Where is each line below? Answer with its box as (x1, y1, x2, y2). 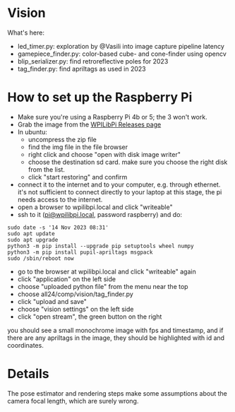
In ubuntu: (17, 127, 48, 136)
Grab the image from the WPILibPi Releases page (17, 120, 162, 129)
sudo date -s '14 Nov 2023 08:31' (7, 224, 109, 231)
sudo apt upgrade (7, 236, 59, 243)
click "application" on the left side (17, 274, 116, 283)
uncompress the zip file (28, 135, 97, 143)
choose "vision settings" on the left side (17, 305, 134, 313)
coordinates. (7, 341, 44, 349)
